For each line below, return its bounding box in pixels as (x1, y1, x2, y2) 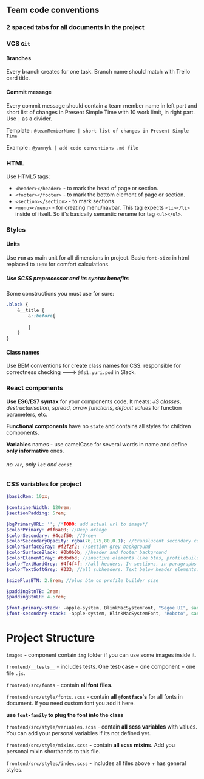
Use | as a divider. (6, 115, 53, 122)
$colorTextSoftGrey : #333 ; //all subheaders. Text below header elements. (6, 566, 200, 572)
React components (6, 384, 64, 392)
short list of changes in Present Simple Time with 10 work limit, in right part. (6, 108, 195, 116)
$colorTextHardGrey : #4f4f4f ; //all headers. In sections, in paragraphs (6, 561, 197, 567)
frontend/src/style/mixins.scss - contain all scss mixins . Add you (6, 741, 175, 749)
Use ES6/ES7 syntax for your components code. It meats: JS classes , (6, 398, 182, 405)
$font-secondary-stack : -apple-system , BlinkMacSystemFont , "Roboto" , (6, 611, 189, 617)
